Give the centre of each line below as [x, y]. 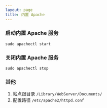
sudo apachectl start [28, 44]
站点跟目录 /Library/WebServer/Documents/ [57, 94]
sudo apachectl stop [27, 69]
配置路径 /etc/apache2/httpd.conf [48, 100]
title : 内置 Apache [25, 15]
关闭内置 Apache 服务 [32, 58]
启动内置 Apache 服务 [32, 33]
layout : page [19, 10]
